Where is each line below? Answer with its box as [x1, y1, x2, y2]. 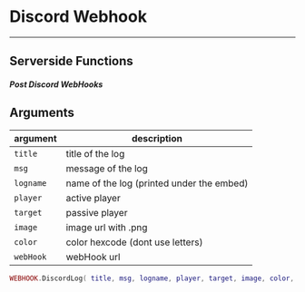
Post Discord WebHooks [9, 79, 103, 90]
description [131, 131, 183, 144]
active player [65, 191, 121, 204]
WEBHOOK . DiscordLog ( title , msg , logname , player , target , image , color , [9, 274, 295, 283]
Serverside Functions [9, 54, 133, 69]
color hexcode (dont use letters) [65, 236, 203, 248]
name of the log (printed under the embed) [65, 177, 249, 190]
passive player [65, 206, 128, 219]
